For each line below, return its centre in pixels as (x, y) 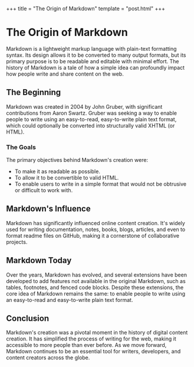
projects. (17, 242)
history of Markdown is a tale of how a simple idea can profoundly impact (95, 67)
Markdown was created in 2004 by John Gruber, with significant (84, 106)
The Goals (21, 147)
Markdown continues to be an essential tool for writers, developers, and (93, 352)
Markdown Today (39, 260)
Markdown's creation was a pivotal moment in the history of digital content (97, 333)
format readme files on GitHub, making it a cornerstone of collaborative (93, 235)
